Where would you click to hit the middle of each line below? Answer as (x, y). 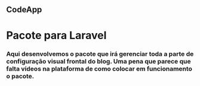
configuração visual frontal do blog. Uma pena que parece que (99, 61)
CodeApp (24, 10)
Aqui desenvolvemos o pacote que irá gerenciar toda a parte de (100, 54)
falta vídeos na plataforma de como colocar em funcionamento (99, 69)
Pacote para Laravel (56, 35)
